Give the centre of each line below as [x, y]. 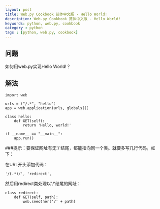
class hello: [18, 117]
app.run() [24, 138]
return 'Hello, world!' [47, 125]
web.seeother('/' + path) [49, 201]
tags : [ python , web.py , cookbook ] [42, 32]
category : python [24, 28]
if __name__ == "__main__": [34, 134]
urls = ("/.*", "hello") [31, 104]
